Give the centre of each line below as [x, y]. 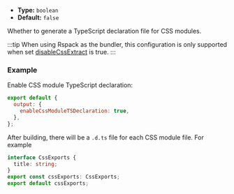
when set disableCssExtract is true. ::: [62, 52]
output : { [28, 105]
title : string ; [36, 164]
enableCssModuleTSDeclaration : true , [75, 111]
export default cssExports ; [48, 184]
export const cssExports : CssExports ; [64, 177]
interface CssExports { [42, 157]
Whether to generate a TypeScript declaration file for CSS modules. [104, 31]
